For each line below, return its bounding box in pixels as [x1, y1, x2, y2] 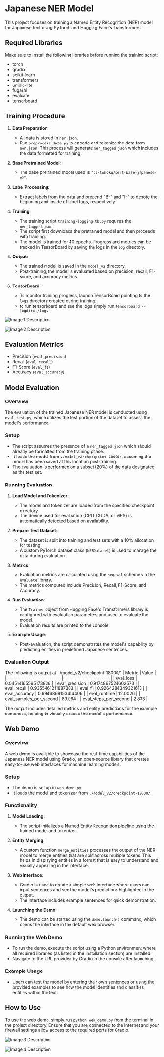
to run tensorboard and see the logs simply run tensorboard [19, 303, 140, 309]
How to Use [5, 1003, 41, 1012]
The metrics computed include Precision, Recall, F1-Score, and [19, 582, 147, 588]
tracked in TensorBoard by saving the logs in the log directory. [19, 244, 146, 250]
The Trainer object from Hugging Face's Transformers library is [19, 606, 148, 612]
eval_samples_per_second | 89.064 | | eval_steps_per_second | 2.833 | [5, 696, 148, 702]
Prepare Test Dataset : [12, 527, 58, 533]
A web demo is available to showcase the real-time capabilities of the [5, 750, 145, 757]
